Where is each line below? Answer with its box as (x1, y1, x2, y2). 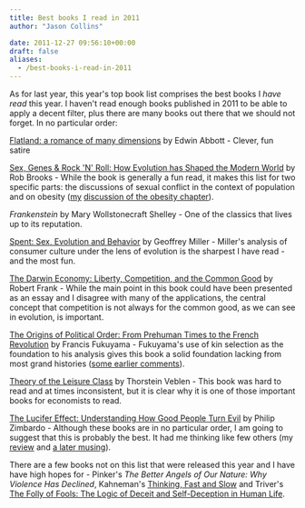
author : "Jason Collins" (9, 22, 103, 31)
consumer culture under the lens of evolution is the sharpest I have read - (9, 246, 285, 256)
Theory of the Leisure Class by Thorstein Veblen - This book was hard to (9, 376, 281, 386)
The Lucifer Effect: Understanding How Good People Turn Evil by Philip (9, 413, 275, 423)
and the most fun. (9, 255, 75, 266)
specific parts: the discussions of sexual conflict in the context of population (9, 182, 295, 192)
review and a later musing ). (9, 442, 112, 453)
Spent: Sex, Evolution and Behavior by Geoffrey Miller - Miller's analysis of (9, 236, 288, 246)
